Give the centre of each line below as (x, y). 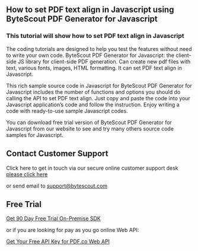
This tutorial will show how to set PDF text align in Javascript (95, 36)
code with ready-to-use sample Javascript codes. (67, 111)
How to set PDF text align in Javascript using (90, 10)
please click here (27, 174)
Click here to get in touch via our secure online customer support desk (92, 168)
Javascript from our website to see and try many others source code (90, 128)
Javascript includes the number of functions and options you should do (93, 92)
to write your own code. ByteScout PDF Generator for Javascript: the (90, 55)
